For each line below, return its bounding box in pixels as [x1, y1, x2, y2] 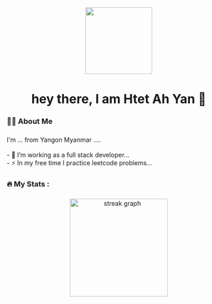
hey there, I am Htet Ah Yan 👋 [31, 91, 207, 108]
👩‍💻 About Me [6, 117, 53, 127]
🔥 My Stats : [6, 179, 50, 189]
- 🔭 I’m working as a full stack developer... [6, 151, 129, 159]
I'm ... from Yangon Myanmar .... [6, 135, 101, 145]
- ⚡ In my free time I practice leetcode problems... [6, 159, 152, 167]
